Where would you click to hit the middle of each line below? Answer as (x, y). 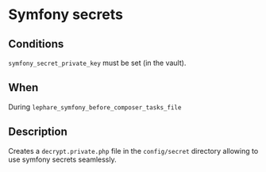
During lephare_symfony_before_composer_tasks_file (95, 107)
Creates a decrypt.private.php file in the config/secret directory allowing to (133, 151)
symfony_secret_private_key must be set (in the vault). (97, 63)
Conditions (36, 44)
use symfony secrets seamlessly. (62, 159)
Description (38, 132)
